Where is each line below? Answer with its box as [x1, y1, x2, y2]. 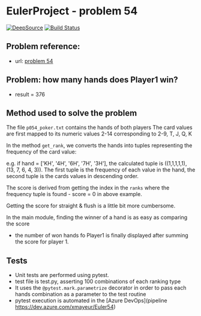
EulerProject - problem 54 [6, 4, 138, 18]
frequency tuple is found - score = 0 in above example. [6, 191, 142, 198]
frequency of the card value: [6, 148, 77, 155]
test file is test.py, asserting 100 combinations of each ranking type [14, 278, 181, 285]
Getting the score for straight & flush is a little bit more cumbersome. [6, 202, 176, 209]
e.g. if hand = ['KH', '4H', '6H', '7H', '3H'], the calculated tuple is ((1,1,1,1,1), [6, 160, 187, 167]
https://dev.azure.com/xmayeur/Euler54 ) [14, 303, 116, 311]
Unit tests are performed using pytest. [14, 272, 109, 279]
